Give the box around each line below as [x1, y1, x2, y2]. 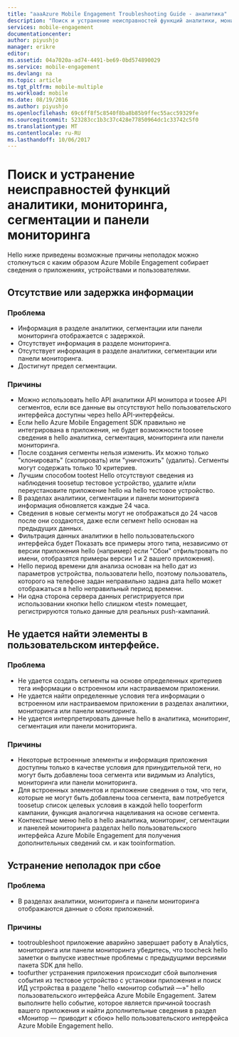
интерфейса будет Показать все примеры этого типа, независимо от [17, 539, 228, 548]
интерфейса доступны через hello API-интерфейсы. [17, 410, 175, 420]
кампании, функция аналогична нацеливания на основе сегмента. [17, 809, 221, 817]
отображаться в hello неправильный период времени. [17, 585, 184, 593]
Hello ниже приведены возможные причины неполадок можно [7, 250, 199, 260]
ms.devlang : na [7, 70, 53, 77]
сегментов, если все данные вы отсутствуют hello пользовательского [17, 403, 231, 412]
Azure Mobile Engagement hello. [17, 1021, 114, 1030]
